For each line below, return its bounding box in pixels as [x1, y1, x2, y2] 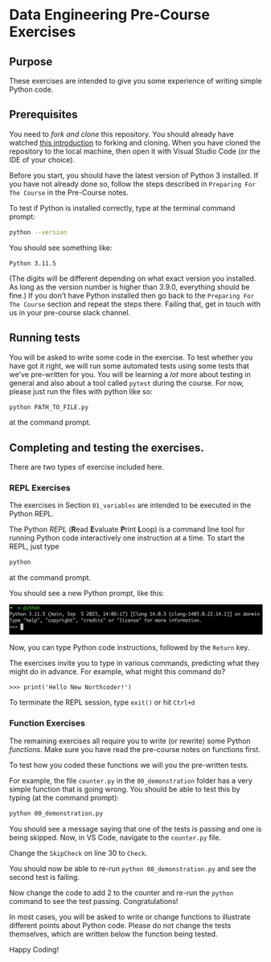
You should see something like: [9, 243, 113, 253]
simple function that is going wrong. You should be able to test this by [9, 784, 240, 794]
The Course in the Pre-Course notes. [9, 187, 129, 197]
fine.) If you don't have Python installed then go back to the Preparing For [9, 290, 255, 300]
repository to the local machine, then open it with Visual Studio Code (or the [9, 146, 261, 156]
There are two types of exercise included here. [9, 462, 164, 472]
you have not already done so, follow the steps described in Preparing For [9, 179, 257, 188]
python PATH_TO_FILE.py [9, 403, 89, 411]
